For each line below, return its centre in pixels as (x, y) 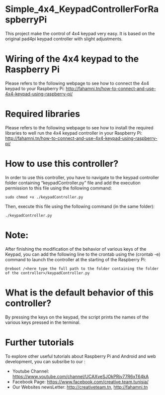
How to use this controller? (62, 164)
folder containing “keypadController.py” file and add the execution (73, 183)
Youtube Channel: (31, 371)
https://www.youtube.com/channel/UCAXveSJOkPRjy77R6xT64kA (81, 376)
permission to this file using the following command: (59, 188)
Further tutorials (40, 342)
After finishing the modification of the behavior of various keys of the (76, 249)
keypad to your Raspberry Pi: (35, 89)
